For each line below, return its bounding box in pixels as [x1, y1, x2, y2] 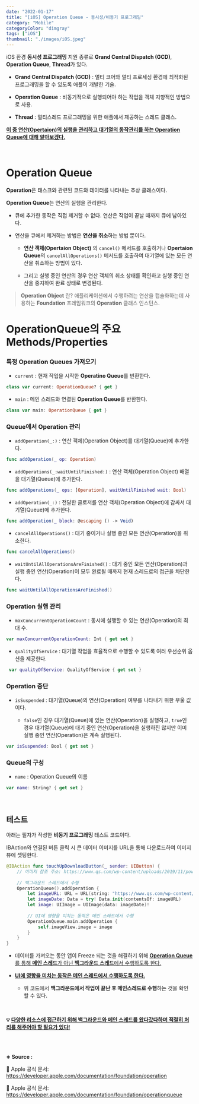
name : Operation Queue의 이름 [14, 773, 88, 780]
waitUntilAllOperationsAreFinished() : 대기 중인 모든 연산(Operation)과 [14, 560, 188, 567]
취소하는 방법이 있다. [34, 259, 83, 266]
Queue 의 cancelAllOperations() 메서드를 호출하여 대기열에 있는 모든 [23, 252, 187, 259]
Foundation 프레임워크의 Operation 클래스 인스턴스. [36, 299, 160, 306]
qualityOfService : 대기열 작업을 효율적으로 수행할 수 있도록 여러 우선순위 [14, 648, 187, 655]
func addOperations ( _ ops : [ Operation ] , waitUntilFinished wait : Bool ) [6, 488, 187, 494]
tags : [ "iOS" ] [6, 31, 41, 37]
